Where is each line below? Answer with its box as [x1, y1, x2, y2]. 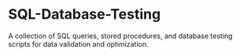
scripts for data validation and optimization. [8, 39, 149, 48]
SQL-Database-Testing [8, 5, 161, 23]
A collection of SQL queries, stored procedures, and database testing [8, 31, 233, 40]
